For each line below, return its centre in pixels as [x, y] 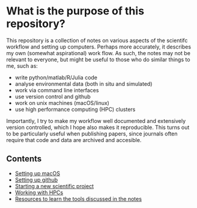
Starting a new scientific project [54, 186]
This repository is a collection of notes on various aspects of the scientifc [97, 40]
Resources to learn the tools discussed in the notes [78, 198]
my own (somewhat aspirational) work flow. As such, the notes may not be [98, 53]
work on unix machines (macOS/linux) [62, 103]
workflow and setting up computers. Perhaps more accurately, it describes [98, 47]
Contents [24, 159]
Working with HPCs [39, 192]
